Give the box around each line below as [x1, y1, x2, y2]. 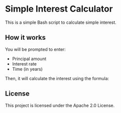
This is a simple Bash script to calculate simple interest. [5, 19, 117, 25]
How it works [5, 33, 46, 42]
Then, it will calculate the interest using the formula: [5, 75, 109, 81]
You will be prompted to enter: [5, 46, 66, 52]
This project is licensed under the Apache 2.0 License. [5, 102, 115, 108]
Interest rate [12, 61, 37, 66]
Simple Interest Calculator [5, 3, 113, 15]
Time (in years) [12, 66, 43, 72]
